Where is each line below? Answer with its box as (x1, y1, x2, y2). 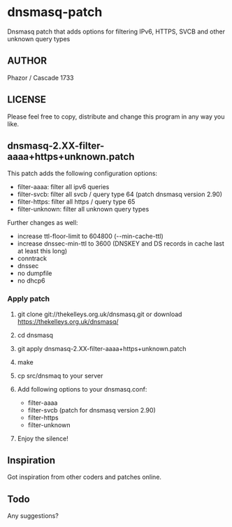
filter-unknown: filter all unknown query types (17, 205, 150, 214)
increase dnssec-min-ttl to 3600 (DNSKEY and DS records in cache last (17, 239, 225, 248)
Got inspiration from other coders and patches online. (7, 473, 162, 482)
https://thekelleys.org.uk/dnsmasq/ (17, 317, 119, 325)
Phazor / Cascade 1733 (7, 73, 75, 82)
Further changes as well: (7, 218, 78, 227)
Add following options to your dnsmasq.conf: (17, 385, 147, 393)
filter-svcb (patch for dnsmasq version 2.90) (27, 406, 156, 414)
